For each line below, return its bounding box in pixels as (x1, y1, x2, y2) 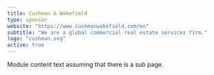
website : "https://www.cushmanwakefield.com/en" (7, 22, 149, 29)
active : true (7, 42, 45, 48)
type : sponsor (7, 16, 48, 23)
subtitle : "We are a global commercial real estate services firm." (7, 29, 208, 36)
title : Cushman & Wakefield (7, 10, 88, 17)
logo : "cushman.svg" (7, 35, 67, 42)
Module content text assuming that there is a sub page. (7, 61, 164, 68)
